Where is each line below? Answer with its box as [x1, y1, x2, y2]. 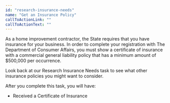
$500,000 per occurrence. [5, 57, 61, 64]
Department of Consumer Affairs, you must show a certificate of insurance [5, 47, 163, 53]
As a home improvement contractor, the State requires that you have [5, 36, 150, 42]
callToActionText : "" [5, 22, 52, 27]
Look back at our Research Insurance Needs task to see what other [5, 68, 147, 74]
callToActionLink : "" [5, 17, 52, 22]
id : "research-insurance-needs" [5, 7, 74, 13]
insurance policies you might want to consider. [5, 73, 104, 79]
